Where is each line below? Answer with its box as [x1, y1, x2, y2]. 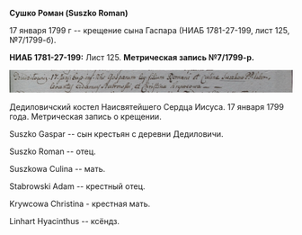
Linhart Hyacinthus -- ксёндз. [9, 216, 120, 227]
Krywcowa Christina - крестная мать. [9, 198, 151, 210]
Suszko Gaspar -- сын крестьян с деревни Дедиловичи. [9, 129, 224, 140]
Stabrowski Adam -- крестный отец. [9, 181, 146, 192]
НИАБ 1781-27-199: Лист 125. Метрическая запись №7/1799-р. [9, 52, 254, 62]
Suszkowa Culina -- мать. [9, 164, 106, 175]
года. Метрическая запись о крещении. [9, 112, 162, 122]
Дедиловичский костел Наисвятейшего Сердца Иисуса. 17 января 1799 [9, 102, 285, 113]
